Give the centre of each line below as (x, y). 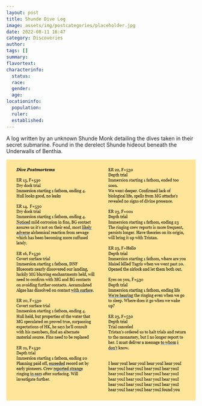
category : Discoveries (35, 38)
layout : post (23, 13)
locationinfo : (24, 101)
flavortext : (21, 63)
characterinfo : (25, 70)
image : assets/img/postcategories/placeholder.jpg (71, 25)
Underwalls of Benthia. (35, 151)
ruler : (20, 114)
